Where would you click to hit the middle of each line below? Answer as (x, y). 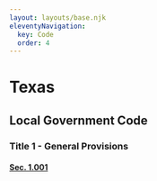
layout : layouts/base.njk (57, 18)
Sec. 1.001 (29, 167)
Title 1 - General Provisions (69, 146)
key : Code (35, 34)
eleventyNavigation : (48, 26)
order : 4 (34, 43)
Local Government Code (78, 120)
